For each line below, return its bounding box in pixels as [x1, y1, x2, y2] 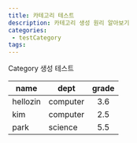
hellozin [12, 96, 42, 107]
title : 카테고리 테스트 [8, 11, 75, 20]
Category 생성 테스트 [8, 64, 75, 73]
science [48, 122, 78, 133]
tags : [8, 41, 26, 49]
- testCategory [11, 33, 61, 42]
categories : [8, 26, 47, 34]
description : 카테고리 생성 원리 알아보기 [8, 19, 130, 27]
